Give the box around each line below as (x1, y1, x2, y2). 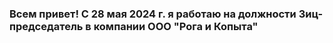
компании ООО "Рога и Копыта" (93, 19, 259, 33)
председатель (9, 19, 84, 33)
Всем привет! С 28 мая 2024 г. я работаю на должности (9, 7, 297, 21)
